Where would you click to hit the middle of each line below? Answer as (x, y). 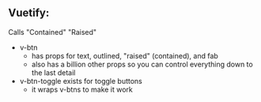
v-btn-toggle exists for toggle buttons (81, 81)
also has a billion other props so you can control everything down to (142, 64)
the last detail (53, 72)
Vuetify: (29, 13)
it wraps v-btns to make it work (82, 89)
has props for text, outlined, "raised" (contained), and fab (125, 55)
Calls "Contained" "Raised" (53, 32)
